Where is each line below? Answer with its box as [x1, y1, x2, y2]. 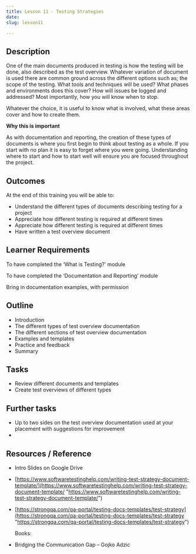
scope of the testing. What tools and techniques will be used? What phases [6, 81, 189, 88]
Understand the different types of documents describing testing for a [14, 203, 182, 210]
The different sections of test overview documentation [14, 329, 147, 336]
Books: [14, 530, 32, 537]
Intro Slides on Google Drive [14, 465, 84, 472]
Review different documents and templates [14, 380, 119, 387]
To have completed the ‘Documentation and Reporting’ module [6, 272, 158, 279]
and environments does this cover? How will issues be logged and [6, 87, 167, 94]
